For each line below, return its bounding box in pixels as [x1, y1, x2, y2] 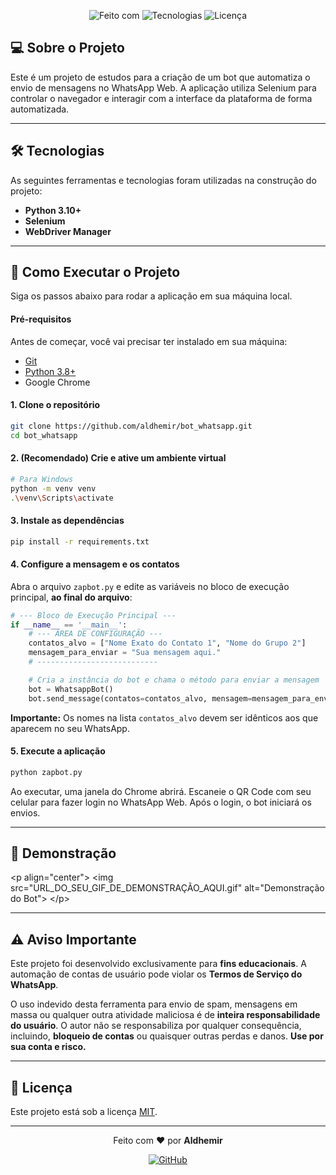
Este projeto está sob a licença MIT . [10, 1106, 158, 1118]
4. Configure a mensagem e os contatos [10, 558, 180, 570]
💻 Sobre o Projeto [10, 40, 125, 57]
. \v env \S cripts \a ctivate [10, 493, 114, 503]
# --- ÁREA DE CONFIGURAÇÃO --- [28, 629, 163, 639]
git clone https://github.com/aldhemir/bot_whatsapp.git [10, 421, 253, 431]
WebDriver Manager [24, 225, 112, 237]
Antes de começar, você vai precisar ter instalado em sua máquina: [10, 335, 288, 347]
